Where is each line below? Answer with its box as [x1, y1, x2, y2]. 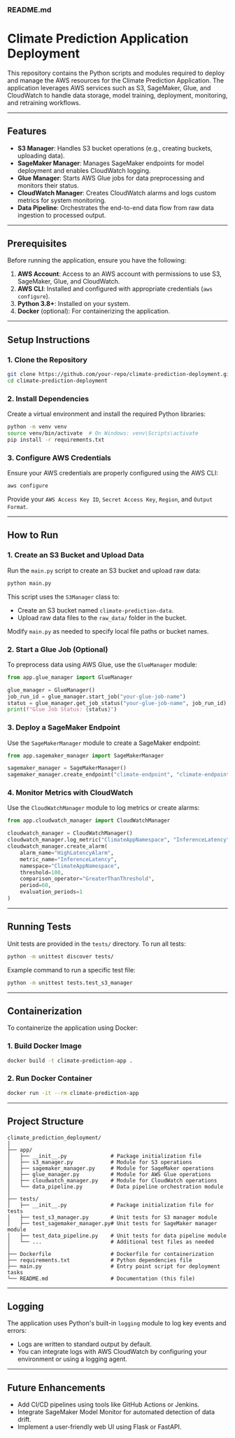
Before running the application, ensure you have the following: [7, 256, 187, 265]
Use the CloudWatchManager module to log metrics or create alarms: [7, 804, 200, 812]
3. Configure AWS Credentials [7, 453, 112, 463]
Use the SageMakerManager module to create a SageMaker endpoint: [7, 739, 201, 747]
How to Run [7, 529, 59, 541]
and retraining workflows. [7, 98, 81, 106]
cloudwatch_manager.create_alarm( [7, 843, 108, 850]
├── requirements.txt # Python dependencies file [7, 1257, 192, 1264]
